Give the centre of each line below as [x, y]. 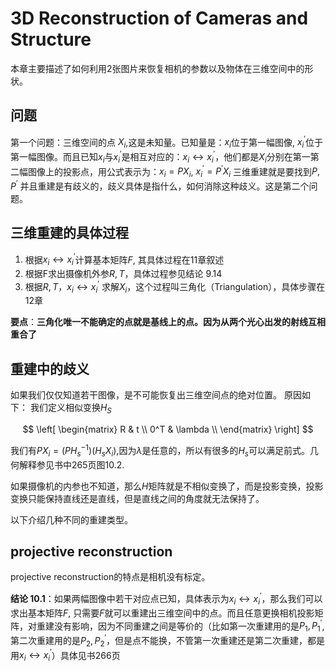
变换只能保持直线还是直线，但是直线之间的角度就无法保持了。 [137, 498]
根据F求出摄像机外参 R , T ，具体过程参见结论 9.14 [123, 274]
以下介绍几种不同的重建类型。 [71, 519]
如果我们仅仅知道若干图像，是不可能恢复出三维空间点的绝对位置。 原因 [156, 395]
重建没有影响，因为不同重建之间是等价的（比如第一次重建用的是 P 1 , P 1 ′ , [180, 626]
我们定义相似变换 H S [70, 409]
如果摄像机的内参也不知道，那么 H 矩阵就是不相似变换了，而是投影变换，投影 [167, 486]
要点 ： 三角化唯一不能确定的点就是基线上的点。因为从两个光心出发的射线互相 [168, 322]
